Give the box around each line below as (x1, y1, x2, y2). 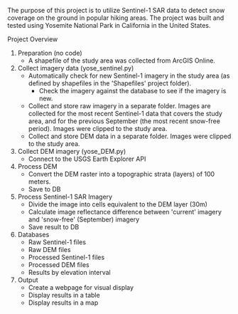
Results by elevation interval (28, 268, 112, 276)
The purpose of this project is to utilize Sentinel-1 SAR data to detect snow (7, 6, 225, 14)
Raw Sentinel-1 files (28, 238, 87, 246)
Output (17, 276, 38, 284)
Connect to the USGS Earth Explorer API (28, 155, 146, 163)
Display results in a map (28, 298, 99, 307)
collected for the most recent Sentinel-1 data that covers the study (28, 110, 222, 117)
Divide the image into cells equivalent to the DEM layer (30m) (28, 200, 208, 209)
